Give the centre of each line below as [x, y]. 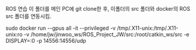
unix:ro [14, 34]
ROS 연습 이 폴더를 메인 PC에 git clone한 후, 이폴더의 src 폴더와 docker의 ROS [98, 9]
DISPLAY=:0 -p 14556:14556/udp [46, 41]
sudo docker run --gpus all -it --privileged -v [61, 28]
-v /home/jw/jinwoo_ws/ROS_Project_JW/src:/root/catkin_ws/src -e [107, 34]
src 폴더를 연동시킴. [29, 16]
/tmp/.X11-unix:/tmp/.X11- [148, 28]
